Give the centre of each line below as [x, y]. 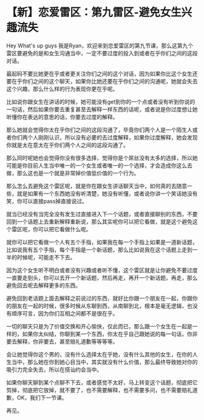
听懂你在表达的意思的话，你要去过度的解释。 [62, 117]
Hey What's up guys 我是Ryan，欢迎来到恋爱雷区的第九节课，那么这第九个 [100, 46]
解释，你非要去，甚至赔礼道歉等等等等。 [67, 341]
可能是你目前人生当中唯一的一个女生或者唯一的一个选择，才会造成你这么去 [99, 165]
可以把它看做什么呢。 [65, 229]
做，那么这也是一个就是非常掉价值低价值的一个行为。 [73, 173]
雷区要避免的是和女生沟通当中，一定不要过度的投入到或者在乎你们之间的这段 [102, 53]
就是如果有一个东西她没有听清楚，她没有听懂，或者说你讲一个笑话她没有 [107, 193]
